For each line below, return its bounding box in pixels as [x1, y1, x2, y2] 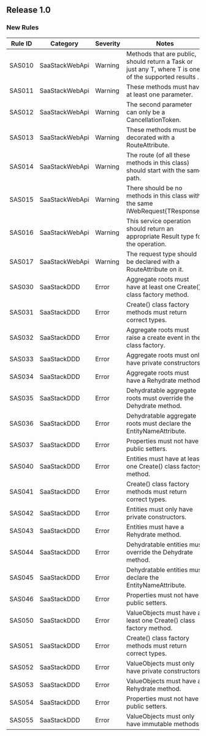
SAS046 [9, 594, 34, 603]
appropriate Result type [126, 232, 194, 240]
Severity [94, 39, 121, 48]
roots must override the [126, 394, 194, 402]
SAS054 [9, 698, 34, 707]
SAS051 [9, 641, 34, 650]
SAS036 [9, 419, 34, 427]
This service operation [126, 217, 191, 225]
